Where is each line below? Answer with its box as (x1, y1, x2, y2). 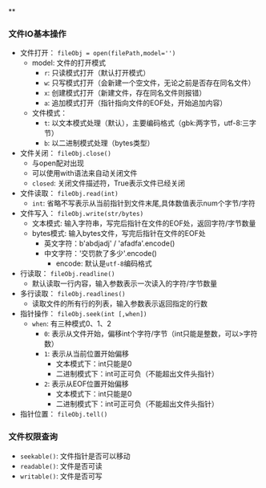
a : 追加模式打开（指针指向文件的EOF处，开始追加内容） (43, 98, 227, 108)
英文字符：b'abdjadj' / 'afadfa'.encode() (43, 238, 175, 248)
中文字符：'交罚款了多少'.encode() (43, 249, 158, 258)
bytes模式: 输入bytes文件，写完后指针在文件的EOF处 (31, 229, 206, 238)
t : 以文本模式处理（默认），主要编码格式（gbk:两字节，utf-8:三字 (43, 118, 256, 128)
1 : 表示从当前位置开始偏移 (43, 349, 130, 359)
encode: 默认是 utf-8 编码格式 (55, 258, 152, 268)
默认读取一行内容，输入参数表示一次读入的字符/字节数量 (31, 279, 218, 288)
